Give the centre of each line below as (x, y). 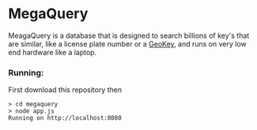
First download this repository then (65, 90)
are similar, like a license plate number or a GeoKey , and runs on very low (127, 43)
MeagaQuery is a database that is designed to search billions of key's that (129, 35)
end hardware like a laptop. (53, 52)
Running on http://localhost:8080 (65, 118)
